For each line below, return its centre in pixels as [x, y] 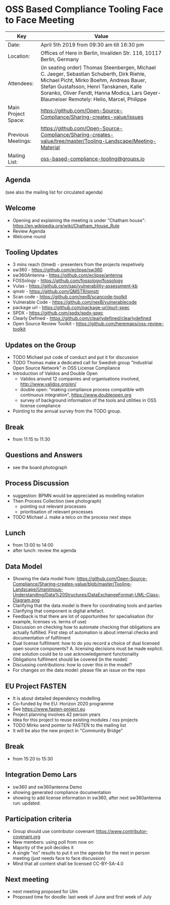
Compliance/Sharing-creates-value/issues [92, 117]
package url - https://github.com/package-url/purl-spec [71, 308]
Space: [16, 120]
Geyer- [152, 93]
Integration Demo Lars [41, 775]
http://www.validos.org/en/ [48, 384]
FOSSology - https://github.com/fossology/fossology [68, 281]
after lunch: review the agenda [45, 550]
